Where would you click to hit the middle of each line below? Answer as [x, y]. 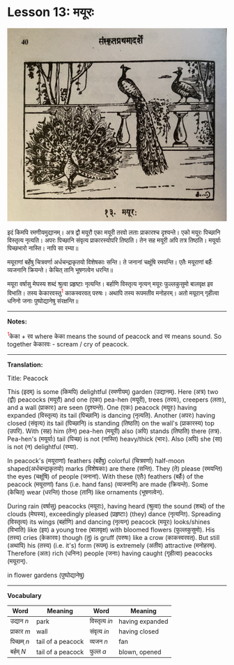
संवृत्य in [99, 631]
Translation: [25, 365]
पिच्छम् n [20, 641]
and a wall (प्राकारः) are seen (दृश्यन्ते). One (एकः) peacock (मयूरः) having [102, 407]
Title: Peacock [28, 378]
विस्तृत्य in [101, 621]
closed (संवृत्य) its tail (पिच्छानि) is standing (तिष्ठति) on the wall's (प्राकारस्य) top [111, 423]
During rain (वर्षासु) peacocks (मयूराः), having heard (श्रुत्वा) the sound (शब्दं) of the [116, 506]
